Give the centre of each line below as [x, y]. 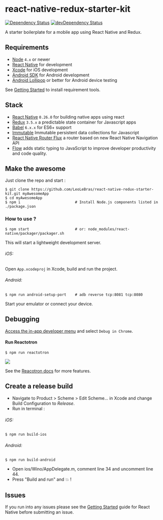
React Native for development [42, 64]
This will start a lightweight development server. [53, 242]
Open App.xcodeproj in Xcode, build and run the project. [61, 269]
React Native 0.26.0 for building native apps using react [68, 117]
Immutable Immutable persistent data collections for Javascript [75, 132]
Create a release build [39, 386]
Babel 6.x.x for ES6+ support [42, 127]
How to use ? [21, 219]
